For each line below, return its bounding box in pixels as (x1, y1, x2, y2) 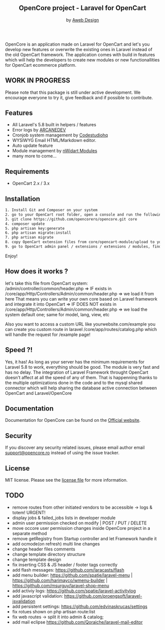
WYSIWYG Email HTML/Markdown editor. (12, 137, 97, 143)
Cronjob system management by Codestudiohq (12, 132, 108, 138)
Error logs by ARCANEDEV (12, 127, 66, 133)
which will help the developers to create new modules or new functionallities (5, 56, 160, 63)
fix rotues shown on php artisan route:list (12, 608, 96, 614)
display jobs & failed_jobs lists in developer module (12, 515, 116, 520)
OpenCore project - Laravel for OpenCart (19, 4, 146, 12)
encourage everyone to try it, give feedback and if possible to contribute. (5, 94, 153, 100)
